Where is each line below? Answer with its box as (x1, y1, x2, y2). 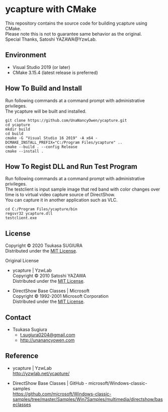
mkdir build (5, 127, 30, 132)
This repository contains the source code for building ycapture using (5, 20, 147, 26)
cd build (5, 131, 24, 136)
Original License (5, 258, 39, 264)
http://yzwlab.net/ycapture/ (12, 370, 70, 376)
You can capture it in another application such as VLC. (5, 197, 118, 203)
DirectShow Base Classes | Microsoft (12, 288, 90, 294)
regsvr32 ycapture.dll (5, 211, 53, 216)
